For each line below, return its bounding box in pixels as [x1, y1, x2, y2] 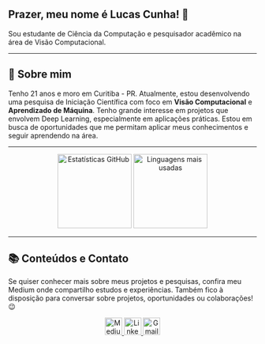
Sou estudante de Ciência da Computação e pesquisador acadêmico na [8, 28, 242, 38]
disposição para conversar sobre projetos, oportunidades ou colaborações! [8, 293, 254, 303]
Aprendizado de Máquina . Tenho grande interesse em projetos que [8, 105, 229, 115]
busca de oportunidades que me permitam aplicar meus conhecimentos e [8, 122, 248, 131]
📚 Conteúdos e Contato [8, 252, 129, 266]
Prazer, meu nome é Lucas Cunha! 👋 [8, 8, 189, 21]
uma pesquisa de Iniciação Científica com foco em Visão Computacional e [8, 96, 252, 107]
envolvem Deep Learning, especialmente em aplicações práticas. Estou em [8, 114, 252, 123]
